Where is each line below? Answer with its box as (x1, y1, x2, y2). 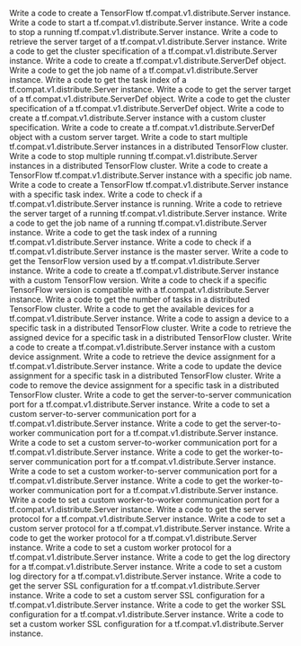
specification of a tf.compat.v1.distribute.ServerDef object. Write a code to (9, 103, 285, 113)
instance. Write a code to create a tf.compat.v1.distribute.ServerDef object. (9, 56, 287, 66)
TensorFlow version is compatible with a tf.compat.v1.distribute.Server (9, 285, 270, 295)
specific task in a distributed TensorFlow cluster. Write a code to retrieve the (9, 323, 292, 333)
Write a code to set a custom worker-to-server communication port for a (9, 466, 278, 476)
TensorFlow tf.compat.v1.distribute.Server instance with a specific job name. (9, 170, 293, 181)
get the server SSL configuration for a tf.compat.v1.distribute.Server (9, 580, 261, 591)
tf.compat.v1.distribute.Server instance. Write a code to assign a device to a (9, 314, 289, 323)
